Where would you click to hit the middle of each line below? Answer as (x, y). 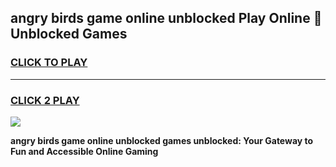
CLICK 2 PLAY (45, 100)
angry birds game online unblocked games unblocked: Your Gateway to (162, 140)
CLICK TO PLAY (49, 63)
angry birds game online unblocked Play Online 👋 (166, 18)
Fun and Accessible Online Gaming (84, 151)
